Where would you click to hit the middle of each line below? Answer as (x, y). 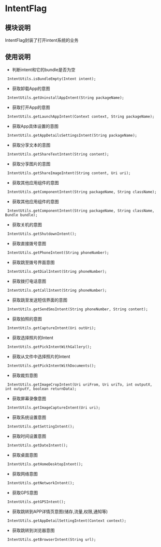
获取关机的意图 (27, 225)
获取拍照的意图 (27, 318)
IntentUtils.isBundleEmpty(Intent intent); (51, 79)
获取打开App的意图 (31, 107)
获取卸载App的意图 (31, 88)
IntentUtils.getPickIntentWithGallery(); (49, 347)
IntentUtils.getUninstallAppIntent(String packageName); (66, 98)
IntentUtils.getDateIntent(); (37, 445)
